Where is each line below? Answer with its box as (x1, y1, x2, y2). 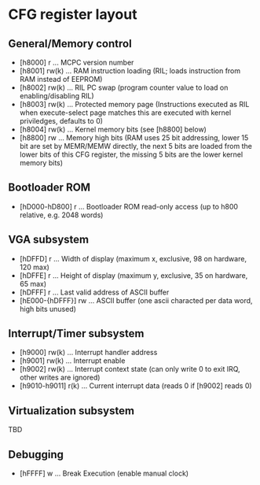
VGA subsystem (8, 233, 89, 246)
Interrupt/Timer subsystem (8, 327, 145, 340)
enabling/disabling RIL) (19, 91, 94, 100)
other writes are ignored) (19, 372, 101, 383)
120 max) (19, 262, 49, 272)
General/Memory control (8, 37, 132, 50)
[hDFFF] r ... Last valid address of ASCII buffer (19, 287, 170, 297)
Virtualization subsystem (8, 404, 135, 417)
